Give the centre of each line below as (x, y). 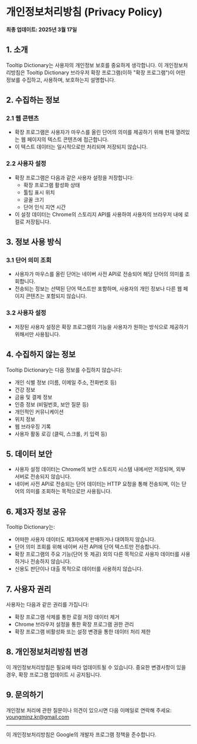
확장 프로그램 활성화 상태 (52, 185)
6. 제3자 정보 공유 (36, 511)
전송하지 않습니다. (51, 562)
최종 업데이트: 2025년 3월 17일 (42, 29)
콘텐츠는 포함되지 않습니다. (56, 296)
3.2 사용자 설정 (26, 313)
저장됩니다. (38, 222)
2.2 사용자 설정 (26, 164)
